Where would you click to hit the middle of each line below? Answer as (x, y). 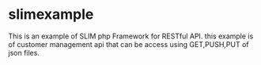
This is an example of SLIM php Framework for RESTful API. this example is (131, 36)
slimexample (51, 14)
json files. (24, 52)
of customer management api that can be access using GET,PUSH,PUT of (129, 44)
